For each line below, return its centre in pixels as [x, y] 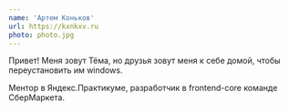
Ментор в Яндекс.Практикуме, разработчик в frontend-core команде [143, 88]
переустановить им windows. [66, 70]
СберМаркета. [37, 97]
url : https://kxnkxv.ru [54, 26]
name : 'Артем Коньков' [52, 18]
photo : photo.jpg [41, 35]
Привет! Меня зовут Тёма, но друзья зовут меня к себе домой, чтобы [144, 61]
